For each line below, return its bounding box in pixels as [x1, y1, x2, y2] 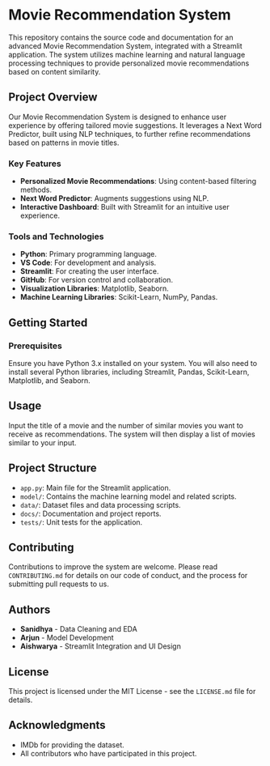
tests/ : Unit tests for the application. [19, 517, 143, 527]
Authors [8, 602, 51, 616]
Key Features [8, 158, 62, 169]
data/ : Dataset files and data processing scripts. [19, 500, 181, 509]
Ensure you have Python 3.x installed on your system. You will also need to [8, 359, 257, 368]
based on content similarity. [8, 66, 101, 76]
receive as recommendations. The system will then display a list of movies [8, 429, 256, 439]
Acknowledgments [8, 718, 107, 732]
